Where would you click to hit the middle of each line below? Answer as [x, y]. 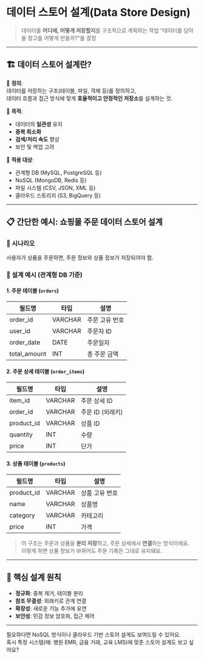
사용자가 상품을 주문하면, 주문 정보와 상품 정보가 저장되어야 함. [80, 258]
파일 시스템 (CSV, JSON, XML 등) [55, 188]
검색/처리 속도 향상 [37, 139]
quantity [21, 434]
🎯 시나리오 [21, 243]
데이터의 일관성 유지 [39, 124]
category [22, 515]
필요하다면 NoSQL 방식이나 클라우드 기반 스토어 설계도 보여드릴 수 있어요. [93, 634]
